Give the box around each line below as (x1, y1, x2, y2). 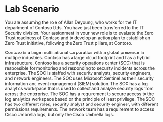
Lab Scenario (5, 3, 59, 15)
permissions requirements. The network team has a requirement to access (5, 106, 155, 112)
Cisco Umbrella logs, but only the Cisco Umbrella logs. (5, 111, 114, 117)
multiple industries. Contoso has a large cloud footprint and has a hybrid (5, 54, 150, 60)
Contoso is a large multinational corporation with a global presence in (5, 50, 145, 55)
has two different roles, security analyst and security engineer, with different (5, 101, 158, 107)
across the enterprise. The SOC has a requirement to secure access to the (5, 91, 154, 97)
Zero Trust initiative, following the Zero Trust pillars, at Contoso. (5, 40, 133, 46)
